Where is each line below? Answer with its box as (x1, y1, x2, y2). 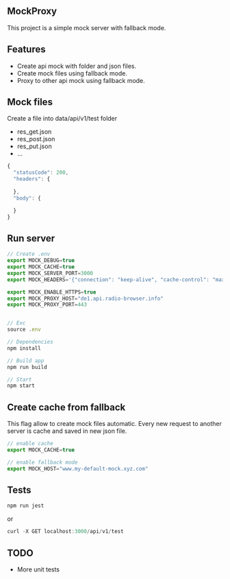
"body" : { (13, 195, 41, 202)
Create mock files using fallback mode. (16, 69, 128, 78)
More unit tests (16, 565, 60, 574)
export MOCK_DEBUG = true (7, 257, 75, 264)
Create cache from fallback (7, 401, 126, 413)
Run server (7, 233, 55, 244)
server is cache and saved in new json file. (7, 427, 127, 435)
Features (7, 44, 46, 56)
